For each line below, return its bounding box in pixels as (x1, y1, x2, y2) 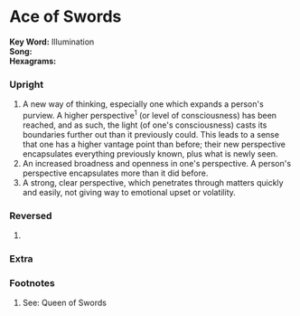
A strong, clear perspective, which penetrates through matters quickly (22, 177, 284, 187)
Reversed (9, 209, 52, 222)
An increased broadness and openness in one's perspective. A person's (22, 158, 292, 168)
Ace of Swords (9, 6, 122, 27)
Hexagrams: (9, 55, 57, 66)
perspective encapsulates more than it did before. (22, 168, 209, 178)
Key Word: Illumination (9, 36, 95, 47)
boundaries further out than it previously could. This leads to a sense (22, 129, 280, 139)
